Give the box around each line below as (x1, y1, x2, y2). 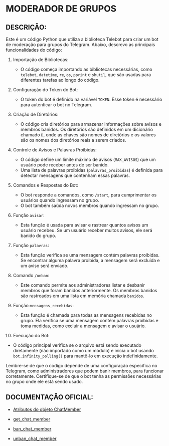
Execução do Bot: (13, 333, 50, 338)
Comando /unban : (13, 273, 50, 278)
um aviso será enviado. (20, 263, 69, 269)
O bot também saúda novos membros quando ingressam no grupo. (20, 202, 159, 208)
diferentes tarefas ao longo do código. (20, 77, 100, 83)
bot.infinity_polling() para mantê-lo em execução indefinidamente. (13, 353, 158, 359)
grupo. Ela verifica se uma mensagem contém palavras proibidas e (20, 318, 158, 323)
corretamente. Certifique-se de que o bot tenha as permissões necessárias (6, 373, 161, 379)
